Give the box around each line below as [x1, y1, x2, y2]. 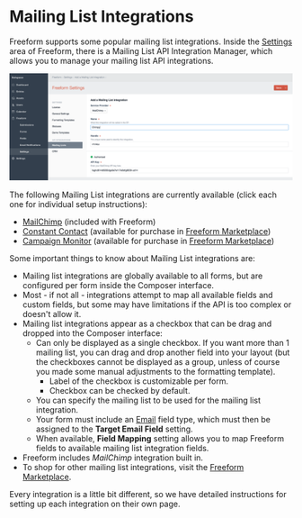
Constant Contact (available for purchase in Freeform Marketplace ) [22, 225, 271, 236]
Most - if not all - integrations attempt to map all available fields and [22, 289, 273, 300]
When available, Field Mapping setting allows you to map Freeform [35, 432, 285, 443]
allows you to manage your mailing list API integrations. [9, 55, 214, 66]
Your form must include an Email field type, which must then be [35, 413, 271, 424]
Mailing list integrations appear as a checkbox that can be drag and [22, 318, 272, 329]
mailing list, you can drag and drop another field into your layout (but [35, 347, 290, 358]
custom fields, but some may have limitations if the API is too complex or [22, 299, 292, 310]
